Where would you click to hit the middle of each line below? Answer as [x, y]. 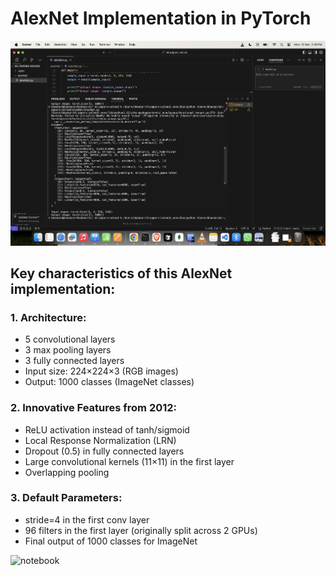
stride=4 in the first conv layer [87, 519]
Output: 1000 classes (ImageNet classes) [109, 382]
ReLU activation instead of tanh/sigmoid [107, 429]
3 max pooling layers [68, 350]
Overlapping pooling [67, 472]
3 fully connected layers [74, 361]
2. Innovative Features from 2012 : [94, 408]
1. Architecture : [48, 317]
